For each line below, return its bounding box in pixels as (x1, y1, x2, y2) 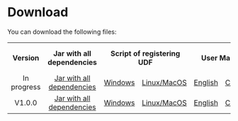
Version (12, 53, 40, 63)
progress (11, 82, 41, 91)
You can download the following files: (7, 27, 117, 36)
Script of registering (110, 49, 181, 58)
